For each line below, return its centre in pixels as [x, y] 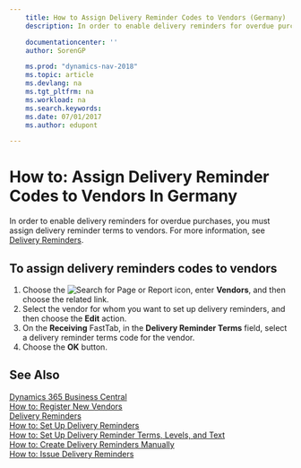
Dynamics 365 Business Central [68, 396]
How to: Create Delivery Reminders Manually [92, 444]
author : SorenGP [56, 50]
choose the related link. [65, 299]
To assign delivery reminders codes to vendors [143, 269]
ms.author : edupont [62, 125]
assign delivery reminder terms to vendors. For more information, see [138, 230]
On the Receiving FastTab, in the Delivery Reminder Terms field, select [155, 328]
